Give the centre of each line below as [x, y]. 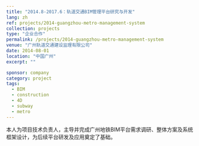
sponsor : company [28, 72]
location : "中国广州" [31, 56]
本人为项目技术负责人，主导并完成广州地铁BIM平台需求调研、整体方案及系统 [100, 129]
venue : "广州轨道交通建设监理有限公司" [49, 45]
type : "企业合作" [26, 34]
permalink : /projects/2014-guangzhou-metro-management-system [85, 39]
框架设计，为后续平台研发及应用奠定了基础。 [61, 137]
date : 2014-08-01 [28, 51]
